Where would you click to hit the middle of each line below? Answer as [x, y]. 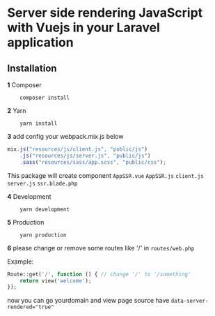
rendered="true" [31, 307]
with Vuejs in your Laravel [83, 28]
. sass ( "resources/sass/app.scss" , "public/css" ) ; [93, 162]
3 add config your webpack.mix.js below [65, 136]
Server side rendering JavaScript [105, 13]
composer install [45, 98]
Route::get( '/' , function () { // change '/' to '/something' [99, 274]
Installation [32, 68]
